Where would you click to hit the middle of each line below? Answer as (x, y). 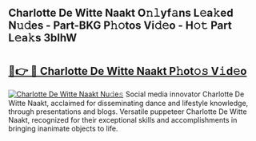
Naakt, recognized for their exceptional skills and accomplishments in (123, 120)
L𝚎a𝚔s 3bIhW (43, 38)
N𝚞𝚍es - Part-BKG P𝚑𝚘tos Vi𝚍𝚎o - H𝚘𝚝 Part (120, 26)
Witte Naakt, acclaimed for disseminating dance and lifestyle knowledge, (128, 103)
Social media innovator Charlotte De (185, 94)
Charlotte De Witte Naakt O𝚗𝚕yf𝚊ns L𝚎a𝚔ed (121, 13)
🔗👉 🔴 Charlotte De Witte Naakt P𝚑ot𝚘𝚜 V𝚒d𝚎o (128, 71)
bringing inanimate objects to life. (63, 128)
